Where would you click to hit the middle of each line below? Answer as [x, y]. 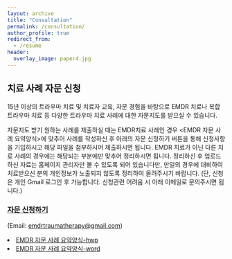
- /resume [27, 46]
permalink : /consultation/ [46, 26]
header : [18, 53]
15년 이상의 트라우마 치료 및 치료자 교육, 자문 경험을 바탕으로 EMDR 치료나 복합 [114, 106]
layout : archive [30, 14]
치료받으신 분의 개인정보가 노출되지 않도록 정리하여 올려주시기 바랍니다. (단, [109, 173]
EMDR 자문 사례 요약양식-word [58, 248]
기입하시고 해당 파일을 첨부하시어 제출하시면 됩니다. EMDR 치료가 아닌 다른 [115, 147]
